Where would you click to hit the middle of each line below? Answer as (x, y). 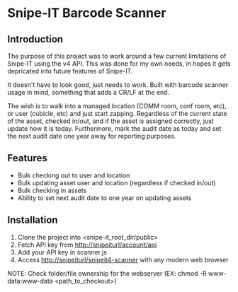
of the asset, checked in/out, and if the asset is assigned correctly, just (110, 121)
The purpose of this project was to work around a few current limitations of (117, 56)
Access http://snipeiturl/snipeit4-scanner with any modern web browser (123, 259)
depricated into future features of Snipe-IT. (70, 71)
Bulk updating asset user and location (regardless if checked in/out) (117, 182)
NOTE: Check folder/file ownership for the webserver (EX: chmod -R (107, 273)
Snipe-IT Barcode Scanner (87, 13)
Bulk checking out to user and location (74, 175)
